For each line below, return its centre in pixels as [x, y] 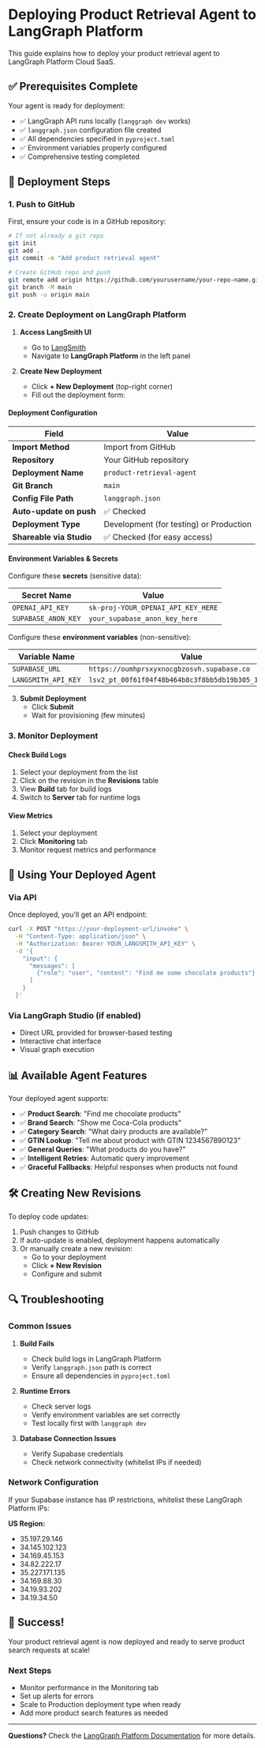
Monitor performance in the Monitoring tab [89, 1687]
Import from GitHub [140, 447]
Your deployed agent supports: [58, 1099]
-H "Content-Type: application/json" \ [81, 936]
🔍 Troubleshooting [56, 1300]
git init [22, 244]
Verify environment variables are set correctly [106, 1414]
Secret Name [47, 596]
